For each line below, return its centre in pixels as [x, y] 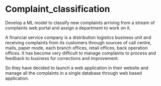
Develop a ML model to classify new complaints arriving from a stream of [80, 23]
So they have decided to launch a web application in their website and [77, 68]
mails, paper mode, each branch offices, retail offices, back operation [77, 48]
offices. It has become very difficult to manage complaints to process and [81, 53]
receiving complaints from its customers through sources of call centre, [78, 42]
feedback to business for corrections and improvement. [62, 58]
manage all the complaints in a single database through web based [74, 73]
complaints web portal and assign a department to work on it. [68, 28]
